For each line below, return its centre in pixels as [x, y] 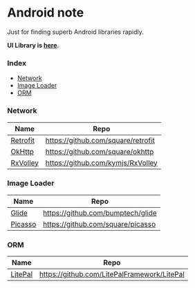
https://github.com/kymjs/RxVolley [101, 162]
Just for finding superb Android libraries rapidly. [75, 32]
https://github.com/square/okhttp [100, 151]
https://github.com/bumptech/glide [100, 213]
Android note [46, 13]
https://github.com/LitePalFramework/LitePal [112, 274]
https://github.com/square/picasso [99, 224]
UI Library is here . [33, 45]
